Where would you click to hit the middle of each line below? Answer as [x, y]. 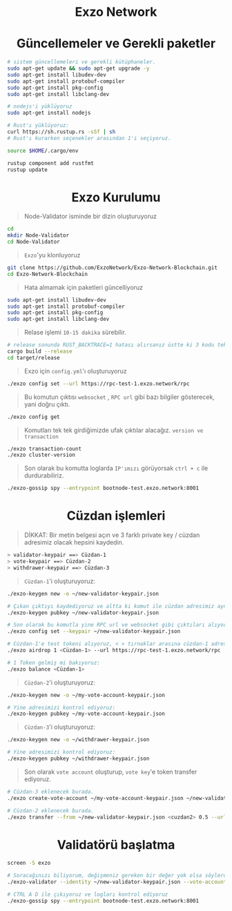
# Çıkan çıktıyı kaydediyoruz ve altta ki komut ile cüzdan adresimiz [111, 606]
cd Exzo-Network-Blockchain [48, 274]
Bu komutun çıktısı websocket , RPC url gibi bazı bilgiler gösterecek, [119, 397]
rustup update [28, 170]
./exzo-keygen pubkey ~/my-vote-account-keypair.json [86, 714]
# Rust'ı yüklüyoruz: [38, 126]
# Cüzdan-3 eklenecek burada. [51, 792]
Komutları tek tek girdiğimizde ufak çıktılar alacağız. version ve [114, 430]
